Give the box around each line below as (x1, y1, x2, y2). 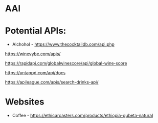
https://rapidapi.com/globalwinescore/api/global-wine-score (5, 61, 127, 66)
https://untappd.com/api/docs (5, 70, 66, 76)
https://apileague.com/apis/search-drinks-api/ (5, 79, 99, 85)
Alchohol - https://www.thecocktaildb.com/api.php (12, 41, 115, 47)
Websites (5, 96, 45, 107)
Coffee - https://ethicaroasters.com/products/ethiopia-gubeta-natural (12, 113, 153, 119)
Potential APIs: (5, 25, 67, 37)
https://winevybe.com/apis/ (5, 51, 61, 57)
